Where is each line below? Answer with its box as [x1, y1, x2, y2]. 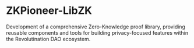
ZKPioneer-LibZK [6, 4, 92, 17]
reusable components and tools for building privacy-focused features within [6, 29, 188, 36]
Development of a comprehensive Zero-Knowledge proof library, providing [6, 23, 185, 30]
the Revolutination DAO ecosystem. [6, 35, 91, 42]
